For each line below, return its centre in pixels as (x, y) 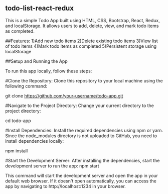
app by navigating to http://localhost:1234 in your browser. (66, 186)
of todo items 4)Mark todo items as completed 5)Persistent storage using (81, 46)
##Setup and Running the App (36, 61)
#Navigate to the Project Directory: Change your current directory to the (79, 106)
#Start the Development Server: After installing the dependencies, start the (82, 160)
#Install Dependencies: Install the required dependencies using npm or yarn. (84, 130)
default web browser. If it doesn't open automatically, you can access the (81, 181)
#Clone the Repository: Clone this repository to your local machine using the (84, 80)
